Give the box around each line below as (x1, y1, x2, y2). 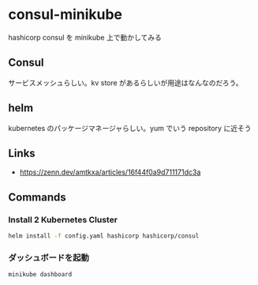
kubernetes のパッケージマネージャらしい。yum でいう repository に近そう (8, 123, 252, 133)
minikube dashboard (8, 271, 73, 279)
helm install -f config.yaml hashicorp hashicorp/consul (8, 232, 200, 240)
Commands (8, 190, 67, 204)
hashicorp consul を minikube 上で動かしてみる (8, 32, 162, 42)
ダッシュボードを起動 (8, 252, 89, 263)
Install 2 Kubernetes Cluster (8, 214, 118, 225)
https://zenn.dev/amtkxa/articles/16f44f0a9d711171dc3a (19, 167, 201, 177)
